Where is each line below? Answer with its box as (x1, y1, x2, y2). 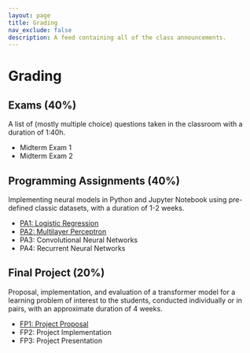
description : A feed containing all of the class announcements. (8, 33, 226, 42)
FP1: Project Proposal (19, 319, 89, 329)
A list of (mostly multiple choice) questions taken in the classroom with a (8, 120, 243, 129)
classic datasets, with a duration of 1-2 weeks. (35, 204, 185, 213)
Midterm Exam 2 (19, 151, 73, 161)
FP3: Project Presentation (19, 336, 103, 345)
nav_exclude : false (8, 26, 72, 34)
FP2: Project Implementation (19, 327, 112, 336)
